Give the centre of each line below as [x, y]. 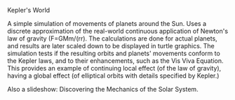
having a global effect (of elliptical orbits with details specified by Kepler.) [113, 76]
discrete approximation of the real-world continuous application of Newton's [118, 31]
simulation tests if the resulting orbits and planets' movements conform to [114, 53]
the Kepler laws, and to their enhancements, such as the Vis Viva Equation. [115, 61]
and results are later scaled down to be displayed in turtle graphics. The [111, 46]
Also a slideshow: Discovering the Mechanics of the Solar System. [103, 89]
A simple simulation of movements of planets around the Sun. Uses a [107, 23]
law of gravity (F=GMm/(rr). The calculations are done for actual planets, [112, 38]
